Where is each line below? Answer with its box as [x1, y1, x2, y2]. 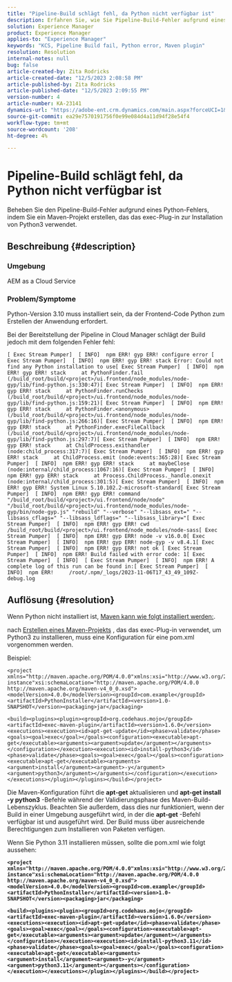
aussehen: [7, 845, 37, 854]
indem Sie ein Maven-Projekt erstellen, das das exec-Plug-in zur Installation [7, 213, 223, 221]
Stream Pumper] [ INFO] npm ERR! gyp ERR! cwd [7, 521, 150, 528]
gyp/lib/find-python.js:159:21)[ [7, 400, 104, 407]
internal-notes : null [7, 55, 70, 62]
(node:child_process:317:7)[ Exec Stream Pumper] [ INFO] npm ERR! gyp [7, 448, 224, 455]
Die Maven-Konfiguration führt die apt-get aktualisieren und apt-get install [7, 788, 222, 796]
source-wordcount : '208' [7, 126, 79, 133]
